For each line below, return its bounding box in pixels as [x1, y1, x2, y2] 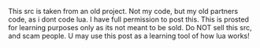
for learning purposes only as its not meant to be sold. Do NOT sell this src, [8, 23, 252, 32]
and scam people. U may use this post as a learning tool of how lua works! [8, 31, 250, 40]
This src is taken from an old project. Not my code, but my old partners [8, 7, 239, 15]
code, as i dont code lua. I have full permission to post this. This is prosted [8, 15, 250, 24]
